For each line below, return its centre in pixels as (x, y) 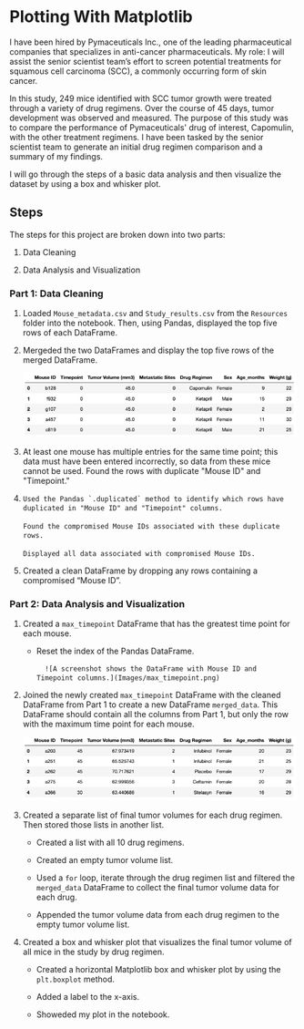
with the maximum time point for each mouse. (109, 724)
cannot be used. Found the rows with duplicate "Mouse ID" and (142, 470)
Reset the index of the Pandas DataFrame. (115, 651)
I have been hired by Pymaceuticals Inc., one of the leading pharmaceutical (151, 42)
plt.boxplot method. (76, 979)
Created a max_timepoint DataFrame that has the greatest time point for (156, 624)
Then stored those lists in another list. (93, 825)
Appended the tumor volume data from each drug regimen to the (158, 915)
